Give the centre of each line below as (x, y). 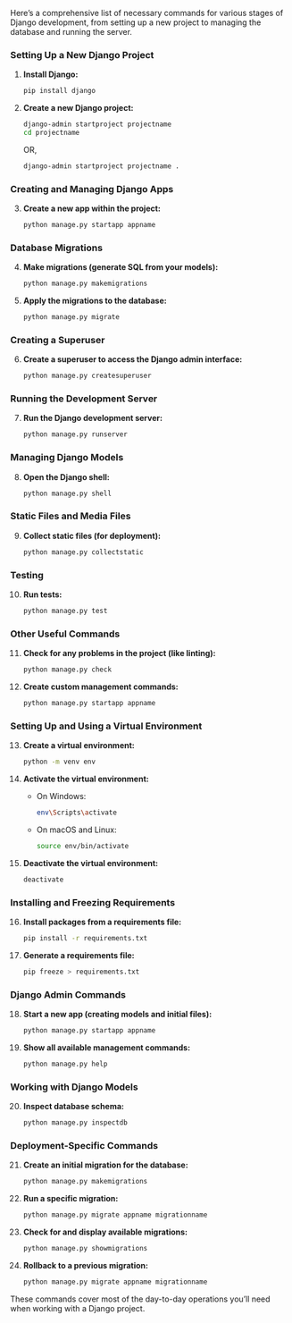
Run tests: (42, 594)
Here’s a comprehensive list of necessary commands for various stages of (147, 13)
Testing (27, 575)
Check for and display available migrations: (105, 1232)
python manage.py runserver (75, 434)
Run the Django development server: (93, 418)
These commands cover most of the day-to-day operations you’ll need (140, 1299)
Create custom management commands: (100, 687)
